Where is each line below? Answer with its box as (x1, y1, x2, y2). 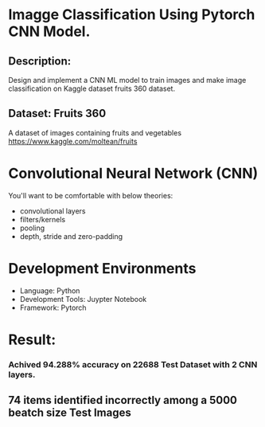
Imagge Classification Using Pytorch (8, 6, 255, 24)
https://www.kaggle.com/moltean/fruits (8, 136, 138, 146)
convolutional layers (19, 206, 86, 216)
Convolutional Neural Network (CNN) (8, 165, 259, 182)
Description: (8, 54, 72, 68)
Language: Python (19, 285, 80, 296)
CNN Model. (8, 22, 91, 41)
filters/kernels (19, 214, 66, 224)
